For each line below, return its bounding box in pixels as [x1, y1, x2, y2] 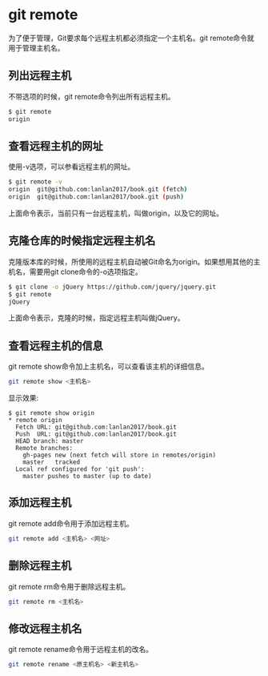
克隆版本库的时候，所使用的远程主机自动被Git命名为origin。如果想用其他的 [8, 256, 254, 266]
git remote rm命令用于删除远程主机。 [8, 581, 130, 591]
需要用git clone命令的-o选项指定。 [29, 267, 142, 276]
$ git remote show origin [8, 409, 94, 417]
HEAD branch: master [15, 437, 84, 445]
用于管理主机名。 [8, 42, 65, 53]
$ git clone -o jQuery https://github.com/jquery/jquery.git [8, 283, 217, 291]
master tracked [22, 458, 81, 466]
